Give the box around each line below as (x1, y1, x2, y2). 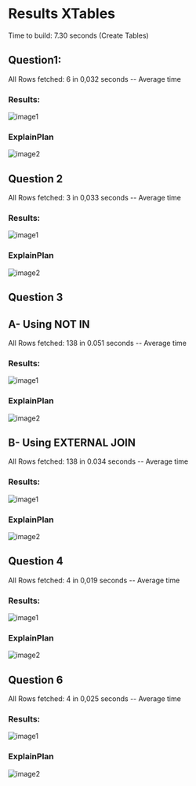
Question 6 (8, 673, 64, 686)
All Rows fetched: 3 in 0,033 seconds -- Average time (8, 193, 182, 203)
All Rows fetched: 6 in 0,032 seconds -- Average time (8, 74, 182, 83)
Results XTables (8, 5, 116, 23)
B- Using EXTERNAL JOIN (8, 435, 136, 449)
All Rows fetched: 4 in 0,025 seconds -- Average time (8, 694, 182, 703)
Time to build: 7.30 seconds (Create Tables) (8, 31, 149, 40)
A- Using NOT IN (8, 318, 90, 331)
